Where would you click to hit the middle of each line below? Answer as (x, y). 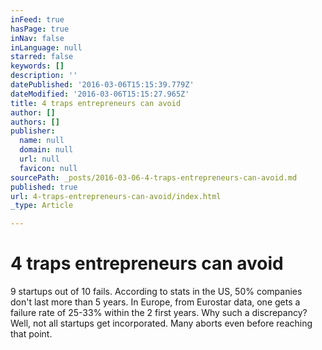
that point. (31, 334)
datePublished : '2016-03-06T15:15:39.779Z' (102, 85)
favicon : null (48, 168)
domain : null (46, 150)
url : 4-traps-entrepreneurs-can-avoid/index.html (116, 196)
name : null (42, 141)
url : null (39, 159)
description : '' (44, 76)
